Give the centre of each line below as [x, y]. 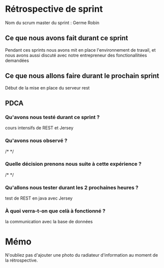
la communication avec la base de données [49, 222]
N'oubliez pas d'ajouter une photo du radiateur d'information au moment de [82, 255]
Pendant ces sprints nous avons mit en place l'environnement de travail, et [81, 50]
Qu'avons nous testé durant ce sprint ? [52, 117]
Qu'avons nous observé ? [36, 141]
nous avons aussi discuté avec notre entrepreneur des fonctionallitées [76, 55]
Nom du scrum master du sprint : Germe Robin [52, 23]
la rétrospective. [22, 260]
